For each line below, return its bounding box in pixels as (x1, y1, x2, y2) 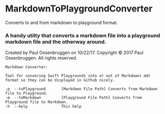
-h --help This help (5, 104, 81, 109)
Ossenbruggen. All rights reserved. (5, 55, 77, 61)
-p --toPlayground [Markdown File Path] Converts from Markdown (5, 86, 157, 91)
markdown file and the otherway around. (5, 38, 106, 45)
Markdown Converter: (5, 64, 48, 70)
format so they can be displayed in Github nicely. (5, 78, 115, 83)
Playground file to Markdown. (5, 99, 68, 105)
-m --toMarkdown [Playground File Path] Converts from (5, 95, 142, 100)
